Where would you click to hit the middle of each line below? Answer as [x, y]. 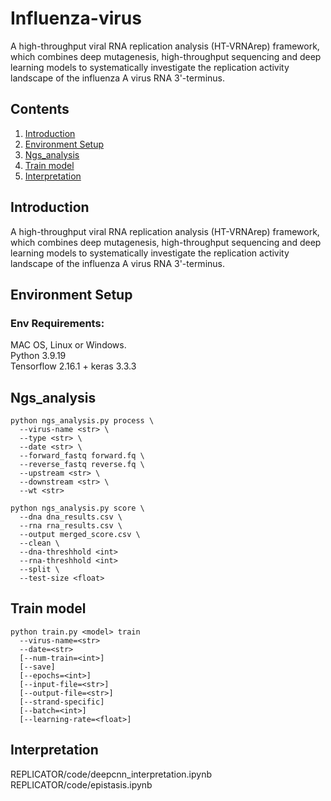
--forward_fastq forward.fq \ [82, 456]
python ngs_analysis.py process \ [82, 421]
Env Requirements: [57, 323]
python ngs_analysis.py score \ [77, 508]
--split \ [39, 570]
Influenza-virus [76, 18]
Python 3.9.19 [38, 356]
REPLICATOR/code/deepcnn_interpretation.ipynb [111, 774]
